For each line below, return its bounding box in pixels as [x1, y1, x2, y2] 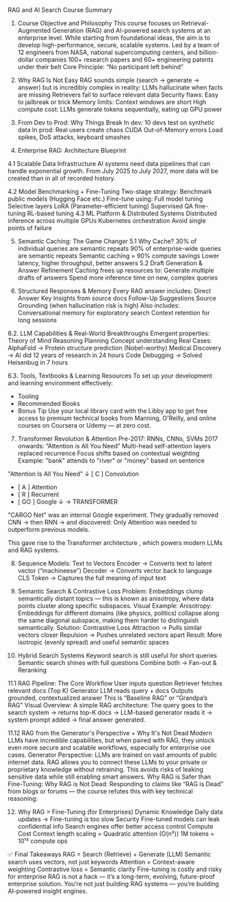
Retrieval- [181, 19, 209, 27]
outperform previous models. [8, 526, 90, 533]
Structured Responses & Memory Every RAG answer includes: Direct [17, 287, 212, 295]
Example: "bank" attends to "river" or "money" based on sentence [17, 456, 205, 465]
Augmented [17, 27, 51, 34]
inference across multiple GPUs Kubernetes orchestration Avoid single [8, 217, 206, 225]
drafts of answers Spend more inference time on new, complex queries [17, 273, 218, 282]
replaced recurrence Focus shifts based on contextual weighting [17, 449, 200, 457]
